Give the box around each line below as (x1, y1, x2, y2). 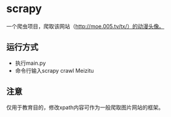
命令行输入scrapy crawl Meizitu (15, 67, 94, 74)
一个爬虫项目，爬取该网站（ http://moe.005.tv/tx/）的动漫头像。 (6, 22, 165, 30)
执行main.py (15, 59, 46, 67)
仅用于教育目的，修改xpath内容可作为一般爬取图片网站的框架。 (6, 104, 164, 111)
